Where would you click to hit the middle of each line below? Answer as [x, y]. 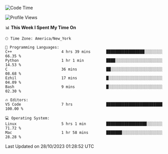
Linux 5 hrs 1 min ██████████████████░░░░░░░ [84, 124]
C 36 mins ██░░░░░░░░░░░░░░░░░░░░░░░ [84, 69]
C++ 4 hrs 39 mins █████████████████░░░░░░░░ [84, 52]
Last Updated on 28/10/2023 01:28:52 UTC [50, 146]
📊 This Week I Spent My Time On [41, 27]
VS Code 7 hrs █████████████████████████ [84, 104]
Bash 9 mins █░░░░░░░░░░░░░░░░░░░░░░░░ [84, 87]
